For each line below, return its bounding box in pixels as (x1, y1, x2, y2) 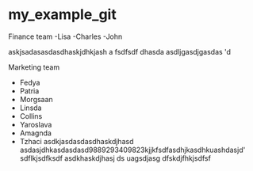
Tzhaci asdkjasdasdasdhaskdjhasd (19, 136, 134, 146)
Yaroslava (19, 120, 52, 129)
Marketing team (8, 62, 60, 72)
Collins (19, 111, 43, 120)
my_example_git (8, 6, 117, 24)
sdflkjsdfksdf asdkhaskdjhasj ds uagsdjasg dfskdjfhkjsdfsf (19, 153, 212, 163)
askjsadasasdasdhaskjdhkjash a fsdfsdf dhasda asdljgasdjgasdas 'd (8, 47, 232, 56)
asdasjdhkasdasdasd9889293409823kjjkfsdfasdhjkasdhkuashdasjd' (19, 145, 246, 154)
